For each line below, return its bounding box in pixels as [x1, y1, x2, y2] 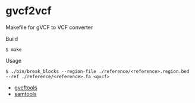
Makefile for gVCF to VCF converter [5, 24, 93, 31]
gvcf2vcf [5, 4, 52, 18]
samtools [14, 90, 37, 97]
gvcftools [14, 84, 37, 91]
